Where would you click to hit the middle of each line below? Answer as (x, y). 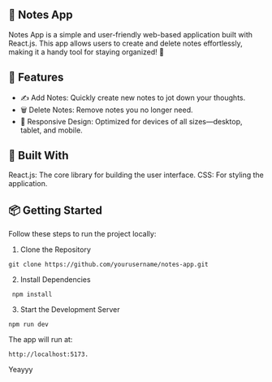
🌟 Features (36, 78)
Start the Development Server (70, 310)
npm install (32, 295)
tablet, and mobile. (51, 130)
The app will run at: (41, 340)
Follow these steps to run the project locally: (82, 234)
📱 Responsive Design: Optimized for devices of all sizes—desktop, (131, 121)
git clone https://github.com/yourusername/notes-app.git (108, 265)
